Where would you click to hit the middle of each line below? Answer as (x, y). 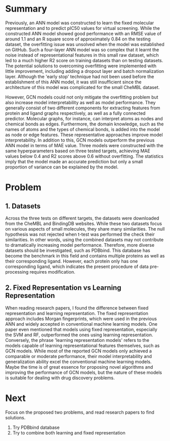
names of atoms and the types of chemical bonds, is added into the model (83, 129)
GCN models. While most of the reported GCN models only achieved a (78, 351)
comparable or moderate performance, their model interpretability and (78, 356)
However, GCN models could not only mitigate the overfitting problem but (82, 97)
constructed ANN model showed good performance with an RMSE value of (83, 33)
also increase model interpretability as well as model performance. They (80, 102)
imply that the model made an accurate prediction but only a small (74, 161)
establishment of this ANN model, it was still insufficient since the (73, 82)
